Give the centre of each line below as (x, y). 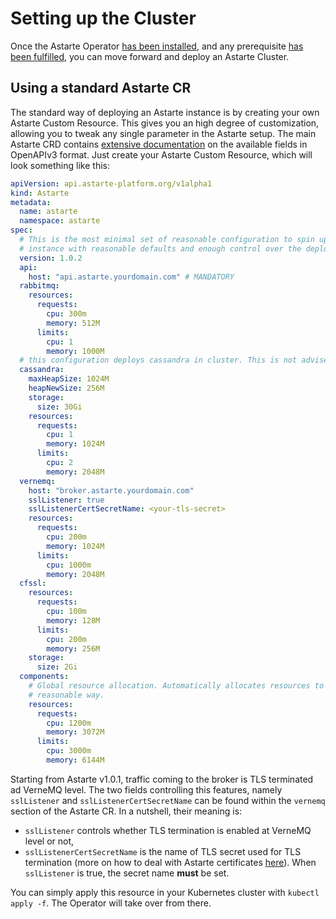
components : (44, 677)
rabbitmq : (39, 286)
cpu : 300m (66, 314)
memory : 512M (73, 323)
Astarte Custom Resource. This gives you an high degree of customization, (165, 123)
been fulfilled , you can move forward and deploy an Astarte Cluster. (150, 56)
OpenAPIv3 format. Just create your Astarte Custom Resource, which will (161, 154)
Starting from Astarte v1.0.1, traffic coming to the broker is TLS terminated (162, 779)
